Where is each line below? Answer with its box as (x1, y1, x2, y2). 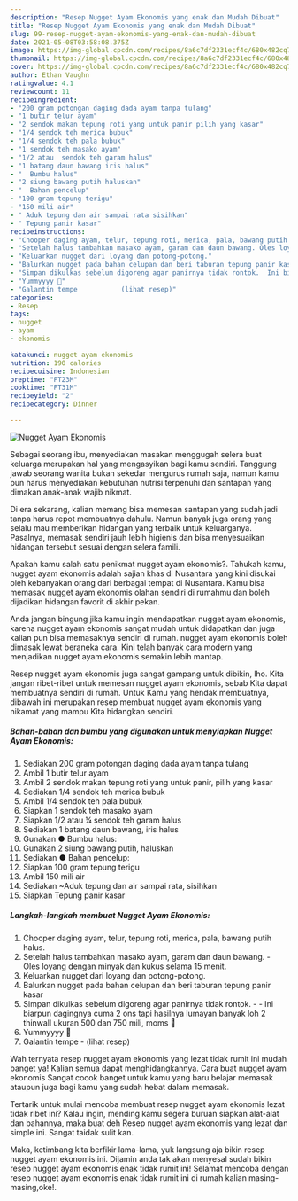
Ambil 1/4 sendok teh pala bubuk (22, 795, 143, 807)
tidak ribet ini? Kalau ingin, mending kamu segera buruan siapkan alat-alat (10, 1108, 279, 1119)
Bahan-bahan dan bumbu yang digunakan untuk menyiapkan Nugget (10, 726, 273, 737)
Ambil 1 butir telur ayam (22, 768, 109, 778)
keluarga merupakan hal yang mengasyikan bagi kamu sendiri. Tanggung (10, 458, 277, 469)
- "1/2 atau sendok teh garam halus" (10, 152, 153, 162)
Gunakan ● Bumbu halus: (22, 833, 118, 844)
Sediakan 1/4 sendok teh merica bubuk (22, 786, 166, 797)
